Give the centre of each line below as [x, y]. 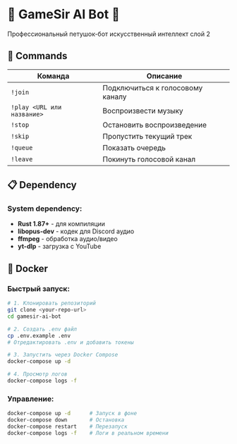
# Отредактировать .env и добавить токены [71, 342]
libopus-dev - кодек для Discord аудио [76, 231]
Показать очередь [134, 147]
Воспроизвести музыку [143, 111]
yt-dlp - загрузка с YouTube [59, 247]
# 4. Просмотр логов [38, 374]
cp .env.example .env [39, 335]
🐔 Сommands [37, 56]
